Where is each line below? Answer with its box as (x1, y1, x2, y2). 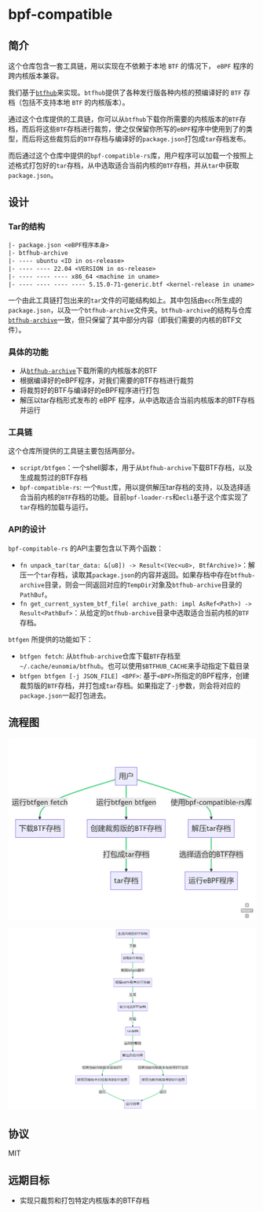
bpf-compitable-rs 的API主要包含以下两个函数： (8, 543, 164, 553)
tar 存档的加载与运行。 (19, 502, 93, 512)
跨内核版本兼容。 (8, 71, 64, 80)
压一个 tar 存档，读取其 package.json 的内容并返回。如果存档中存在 (19, 569, 232, 580)
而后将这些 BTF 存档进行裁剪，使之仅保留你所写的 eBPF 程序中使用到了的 (21, 124, 247, 133)
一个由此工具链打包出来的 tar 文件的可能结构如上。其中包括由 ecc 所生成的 (8, 295, 243, 305)
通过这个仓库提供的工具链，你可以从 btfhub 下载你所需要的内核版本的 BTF (8, 114, 239, 124)
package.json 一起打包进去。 (19, 691, 111, 700)
